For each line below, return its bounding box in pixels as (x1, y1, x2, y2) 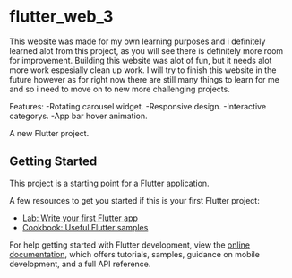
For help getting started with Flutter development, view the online (9, 239, 251, 250)
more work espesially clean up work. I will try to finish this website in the (9, 65, 277, 75)
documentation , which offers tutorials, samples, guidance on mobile (9, 248, 260, 259)
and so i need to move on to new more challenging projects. (9, 83, 230, 94)
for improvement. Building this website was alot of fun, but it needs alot (9, 55, 272, 65)
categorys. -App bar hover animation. (9, 110, 148, 121)
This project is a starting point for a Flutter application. (9, 178, 210, 188)
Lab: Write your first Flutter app (21, 213, 139, 223)
